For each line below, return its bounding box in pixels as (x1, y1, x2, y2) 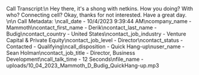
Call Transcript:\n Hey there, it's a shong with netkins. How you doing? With (6, 5, 194, 12)
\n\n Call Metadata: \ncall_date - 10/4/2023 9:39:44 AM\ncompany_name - (6, 18, 192, 24)
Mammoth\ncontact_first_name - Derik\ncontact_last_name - (6, 24, 158, 31)
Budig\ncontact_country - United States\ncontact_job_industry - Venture (6, 30, 186, 37)
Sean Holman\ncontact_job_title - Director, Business (6, 49, 135, 56)
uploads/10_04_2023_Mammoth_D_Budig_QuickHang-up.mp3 (6, 62, 159, 69)
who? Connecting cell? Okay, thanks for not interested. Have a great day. (6, 11, 187, 18)
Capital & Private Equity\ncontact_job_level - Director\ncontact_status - (6, 37, 183, 43)
